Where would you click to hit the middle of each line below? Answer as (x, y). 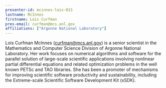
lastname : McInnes (24, 15)
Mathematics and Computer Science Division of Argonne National (73, 48)
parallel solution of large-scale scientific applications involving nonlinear (80, 59)
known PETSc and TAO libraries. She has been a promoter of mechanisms (82, 70)
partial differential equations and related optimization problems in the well (81, 64)
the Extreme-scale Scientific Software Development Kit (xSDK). (71, 80)
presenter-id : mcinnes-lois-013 (39, 10)
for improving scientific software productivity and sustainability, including (81, 75)
